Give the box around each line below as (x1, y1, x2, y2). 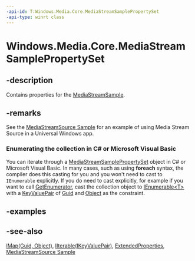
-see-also (6, 226, 43, 236)
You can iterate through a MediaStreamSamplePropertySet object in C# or (6, 158, 186, 165)
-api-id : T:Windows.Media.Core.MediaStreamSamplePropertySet (6, 8, 160, 15)
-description (6, 75, 53, 85)
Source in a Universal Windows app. (6, 130, 94, 137)
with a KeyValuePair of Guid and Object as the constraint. (6, 189, 146, 196)
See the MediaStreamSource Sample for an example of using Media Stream (6, 124, 190, 131)
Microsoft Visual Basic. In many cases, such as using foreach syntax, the (6, 164, 184, 171)
